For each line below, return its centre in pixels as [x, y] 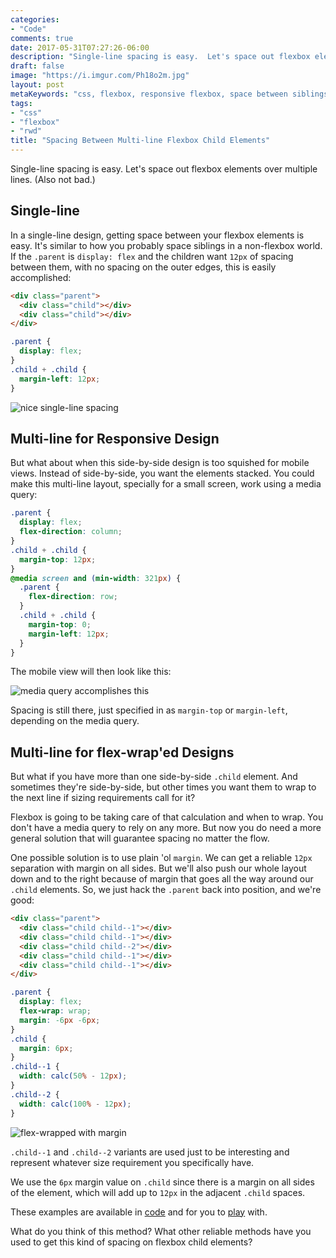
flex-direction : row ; [73, 597]
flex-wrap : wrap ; [55, 1011]
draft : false [37, 66]
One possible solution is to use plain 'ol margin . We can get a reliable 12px [161, 858]
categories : [35, 19]
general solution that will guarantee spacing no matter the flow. [140, 838]
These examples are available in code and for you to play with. [139, 1212]
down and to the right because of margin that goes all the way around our [162, 879]
